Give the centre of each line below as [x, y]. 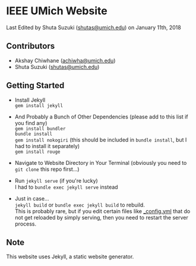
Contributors [31, 46]
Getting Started [35, 85]
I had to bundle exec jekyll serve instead [66, 187]
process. [26, 224]
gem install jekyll [39, 105]
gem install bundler [40, 129]
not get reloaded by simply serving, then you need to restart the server [102, 217]
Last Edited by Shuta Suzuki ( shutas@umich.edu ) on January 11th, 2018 [94, 27]
